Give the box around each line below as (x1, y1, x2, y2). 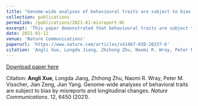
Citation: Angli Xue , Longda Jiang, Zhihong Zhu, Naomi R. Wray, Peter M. (6, 74, 184, 81)
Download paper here (6, 63, 59, 70)
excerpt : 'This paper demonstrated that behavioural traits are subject (6, 25, 189, 31)
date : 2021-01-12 (6, 31, 49, 37)
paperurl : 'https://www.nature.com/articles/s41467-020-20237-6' (6, 42, 170, 48)
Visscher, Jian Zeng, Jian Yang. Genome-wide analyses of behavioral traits (6, 81, 189, 88)
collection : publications (6, 14, 70, 20)
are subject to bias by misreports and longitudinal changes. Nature (6, 87, 168, 94)
